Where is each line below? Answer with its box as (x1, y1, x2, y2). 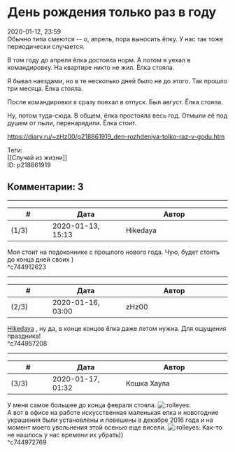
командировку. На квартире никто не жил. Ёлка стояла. (7, 63, 175, 71)
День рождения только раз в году (7, 4, 217, 20)
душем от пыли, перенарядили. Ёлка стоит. (7, 118, 137, 127)
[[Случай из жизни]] (7, 153, 68, 162)
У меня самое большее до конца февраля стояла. (7, 400, 157, 409)
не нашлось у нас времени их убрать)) (7, 430, 124, 439)
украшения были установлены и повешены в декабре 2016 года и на (7, 416, 213, 424)
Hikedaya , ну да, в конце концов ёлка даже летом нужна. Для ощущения (7, 324, 227, 332)
